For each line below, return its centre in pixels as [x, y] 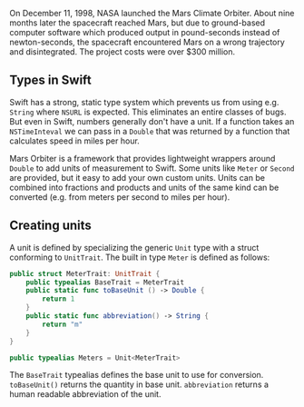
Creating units [51, 226]
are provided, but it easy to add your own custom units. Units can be [137, 177]
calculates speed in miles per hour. [75, 141]
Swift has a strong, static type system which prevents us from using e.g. [144, 102]
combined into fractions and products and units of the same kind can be [144, 187]
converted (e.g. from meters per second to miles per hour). [120, 197]
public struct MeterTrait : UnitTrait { [85, 273]
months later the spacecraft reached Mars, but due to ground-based [137, 23]
